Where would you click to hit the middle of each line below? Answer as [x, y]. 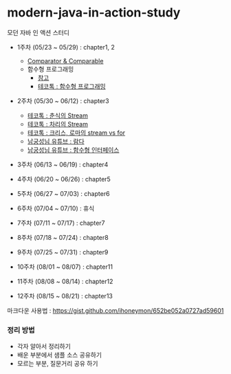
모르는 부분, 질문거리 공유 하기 [57, 364]
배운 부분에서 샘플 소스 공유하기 [59, 355]
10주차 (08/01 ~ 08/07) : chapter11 [65, 267]
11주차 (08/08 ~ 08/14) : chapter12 [65, 281]
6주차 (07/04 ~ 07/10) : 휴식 [56, 208]
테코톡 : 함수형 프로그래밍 [71, 86]
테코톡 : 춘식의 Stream [57, 115]
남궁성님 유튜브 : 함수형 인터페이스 [73, 150]
